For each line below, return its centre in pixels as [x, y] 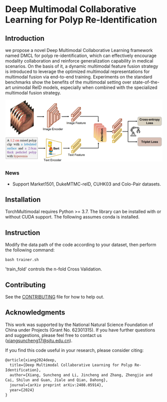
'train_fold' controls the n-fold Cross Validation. [54, 269]
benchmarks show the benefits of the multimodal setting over [68, 82]
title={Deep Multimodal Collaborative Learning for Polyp [71, 365]
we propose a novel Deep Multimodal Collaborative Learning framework [79, 50]
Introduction [25, 38]
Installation [23, 200]
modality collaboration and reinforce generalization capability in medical [79, 61]
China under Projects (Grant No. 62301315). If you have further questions [80, 330]
